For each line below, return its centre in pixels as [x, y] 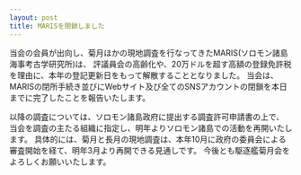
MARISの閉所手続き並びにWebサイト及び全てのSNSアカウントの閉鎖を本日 [148, 86]
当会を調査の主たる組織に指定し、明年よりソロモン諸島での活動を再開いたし [151, 127]
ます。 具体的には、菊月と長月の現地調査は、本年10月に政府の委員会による [148, 139]
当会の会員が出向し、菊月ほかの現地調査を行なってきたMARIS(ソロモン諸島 [149, 52]
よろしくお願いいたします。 [60, 162]
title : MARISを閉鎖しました [57, 26]
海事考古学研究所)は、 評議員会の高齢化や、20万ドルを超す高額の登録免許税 [150, 64]
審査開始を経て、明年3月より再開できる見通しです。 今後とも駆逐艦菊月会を [150, 150]
